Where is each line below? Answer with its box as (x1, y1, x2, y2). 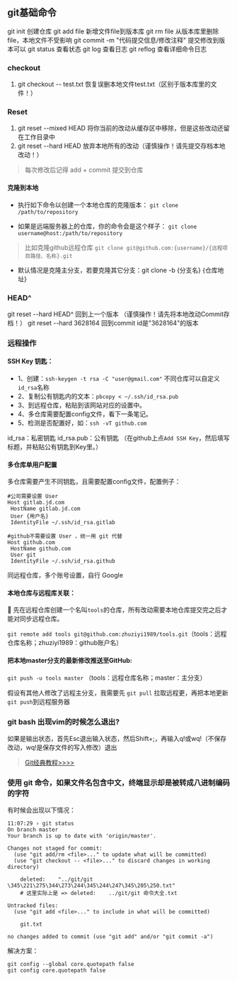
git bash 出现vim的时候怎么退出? (7, 717, 120, 727)
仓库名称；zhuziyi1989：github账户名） (7, 639, 123, 647)
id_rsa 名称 (17, 383, 50, 392)
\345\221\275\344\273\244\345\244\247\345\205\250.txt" (7, 882, 175, 889)
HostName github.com (10, 546, 71, 553)
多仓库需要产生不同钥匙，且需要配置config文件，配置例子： (7, 477, 181, 486)
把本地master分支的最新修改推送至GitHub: (7, 656, 132, 665)
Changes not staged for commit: (7, 845, 103, 852)
